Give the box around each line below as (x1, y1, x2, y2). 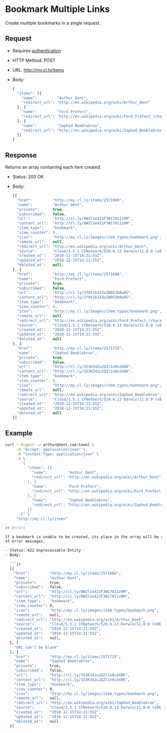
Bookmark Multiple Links (5, 3, 110, 15)
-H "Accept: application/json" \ (16, 447, 85, 452)
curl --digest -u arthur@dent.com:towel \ (5, 442, 94, 447)
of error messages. (5, 539, 46, 544)
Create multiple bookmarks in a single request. (5, 20, 101, 26)
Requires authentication (12, 47, 61, 53)
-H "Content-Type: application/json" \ (16, 452, 99, 457)
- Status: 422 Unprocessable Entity (5, 548, 81, 553)
